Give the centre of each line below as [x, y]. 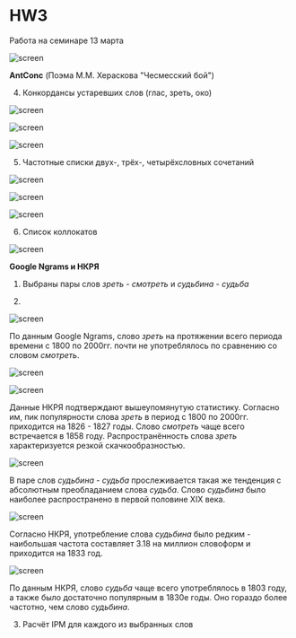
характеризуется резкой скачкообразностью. [97, 445]
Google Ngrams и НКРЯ [54, 267]
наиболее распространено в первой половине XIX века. [118, 499]
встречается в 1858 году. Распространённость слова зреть [123, 435]
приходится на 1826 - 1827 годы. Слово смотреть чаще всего [127, 426]
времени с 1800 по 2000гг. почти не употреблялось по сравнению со [144, 345]
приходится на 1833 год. [56, 553]
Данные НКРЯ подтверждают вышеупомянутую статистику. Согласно [144, 407]
